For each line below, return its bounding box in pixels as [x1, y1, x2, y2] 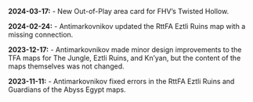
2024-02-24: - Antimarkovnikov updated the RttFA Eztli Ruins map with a [8, 22, 246, 30]
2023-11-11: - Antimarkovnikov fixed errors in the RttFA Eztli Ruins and [8, 77, 235, 86]
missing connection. [8, 30, 74, 39]
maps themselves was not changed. [8, 62, 125, 71]
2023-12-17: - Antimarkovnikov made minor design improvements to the [8, 45, 242, 54]
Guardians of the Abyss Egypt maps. [8, 85, 127, 94]
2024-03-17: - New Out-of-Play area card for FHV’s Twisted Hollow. [8, 7, 230, 16]
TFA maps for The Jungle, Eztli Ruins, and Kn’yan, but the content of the [8, 54, 241, 62]
